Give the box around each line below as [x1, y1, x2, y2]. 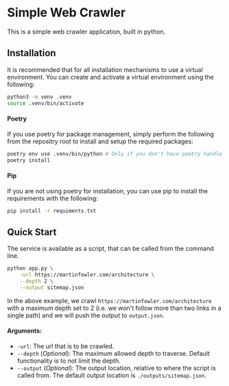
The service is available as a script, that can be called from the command [7, 245, 214, 253]
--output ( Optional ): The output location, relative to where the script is [16, 364, 216, 372]
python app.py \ [7, 265, 53, 272]
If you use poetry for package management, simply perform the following [7, 130, 214, 138]
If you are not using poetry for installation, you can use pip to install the [7, 186, 208, 195]
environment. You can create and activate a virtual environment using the [7, 73, 214, 81]
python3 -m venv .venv [7, 93, 72, 100]
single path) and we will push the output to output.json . [7, 311, 165, 319]
